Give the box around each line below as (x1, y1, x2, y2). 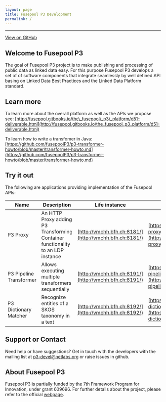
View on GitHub (5, 35, 37, 41)
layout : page (5, 7, 32, 12)
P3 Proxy (7, 231, 29, 238)
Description (42, 201, 71, 208)
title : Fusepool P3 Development (5, 12, 72, 17)
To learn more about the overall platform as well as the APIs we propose (5, 111, 152, 116)
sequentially (41, 285, 70, 292)
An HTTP (41, 210, 63, 217)
